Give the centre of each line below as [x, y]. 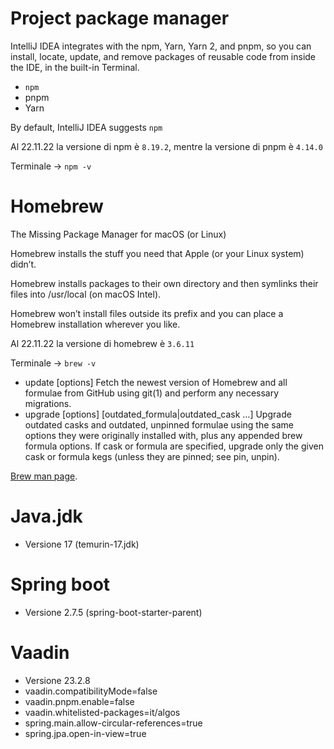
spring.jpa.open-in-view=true [85, 733]
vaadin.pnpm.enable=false [79, 701]
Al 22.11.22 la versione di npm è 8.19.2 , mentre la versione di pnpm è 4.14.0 [166, 146]
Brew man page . [44, 476]
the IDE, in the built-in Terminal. [75, 67]
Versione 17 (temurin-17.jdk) [82, 544]
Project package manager [120, 18]
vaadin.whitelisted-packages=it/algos [102, 712]
